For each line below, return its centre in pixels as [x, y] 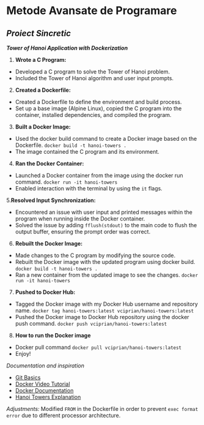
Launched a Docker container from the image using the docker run [99, 175]
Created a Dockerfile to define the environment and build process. [98, 102]
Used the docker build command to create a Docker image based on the [106, 139]
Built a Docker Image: [43, 127]
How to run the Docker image [53, 335]
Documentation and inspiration [45, 366]
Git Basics [28, 378]
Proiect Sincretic [39, 33]
